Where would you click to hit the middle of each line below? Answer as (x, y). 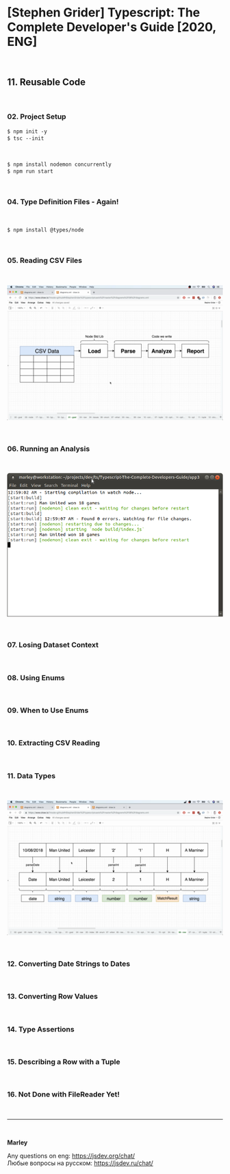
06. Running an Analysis (49, 449)
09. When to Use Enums (48, 710)
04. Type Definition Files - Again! (63, 201)
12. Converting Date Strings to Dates (69, 964)
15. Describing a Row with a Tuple (64, 1062)
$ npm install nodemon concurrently (59, 165)
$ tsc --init (26, 138)
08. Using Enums (36, 677)
